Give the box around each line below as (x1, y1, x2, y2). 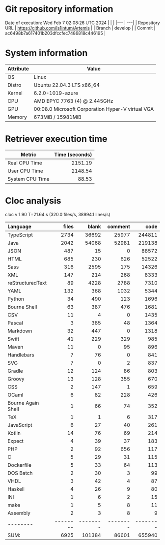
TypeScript (7, 231, 33, 238)
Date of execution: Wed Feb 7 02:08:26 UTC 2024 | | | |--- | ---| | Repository (5, 20, 160, 26)
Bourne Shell (7, 303, 37, 310)
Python (7, 295, 25, 302)
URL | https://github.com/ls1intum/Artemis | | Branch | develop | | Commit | (5, 25, 156, 31)
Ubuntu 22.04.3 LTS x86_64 (33, 81, 100, 88)
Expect (7, 437, 24, 444)
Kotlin (7, 429, 21, 436)
